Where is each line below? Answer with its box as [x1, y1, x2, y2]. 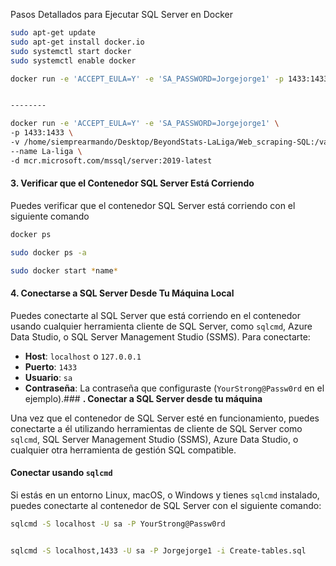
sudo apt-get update [10, 28, 97, 38]
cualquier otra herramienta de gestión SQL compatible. [10, 444, 237, 456]
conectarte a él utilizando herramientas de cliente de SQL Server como [10, 422, 303, 434]
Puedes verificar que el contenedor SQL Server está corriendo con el [10, 199, 296, 211]
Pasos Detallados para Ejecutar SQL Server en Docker [10, 9, 234, 20]
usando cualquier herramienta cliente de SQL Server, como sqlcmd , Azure [10, 320, 313, 332]
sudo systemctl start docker [10, 46, 132, 56]
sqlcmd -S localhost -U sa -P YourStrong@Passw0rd [10, 519, 226, 529]
